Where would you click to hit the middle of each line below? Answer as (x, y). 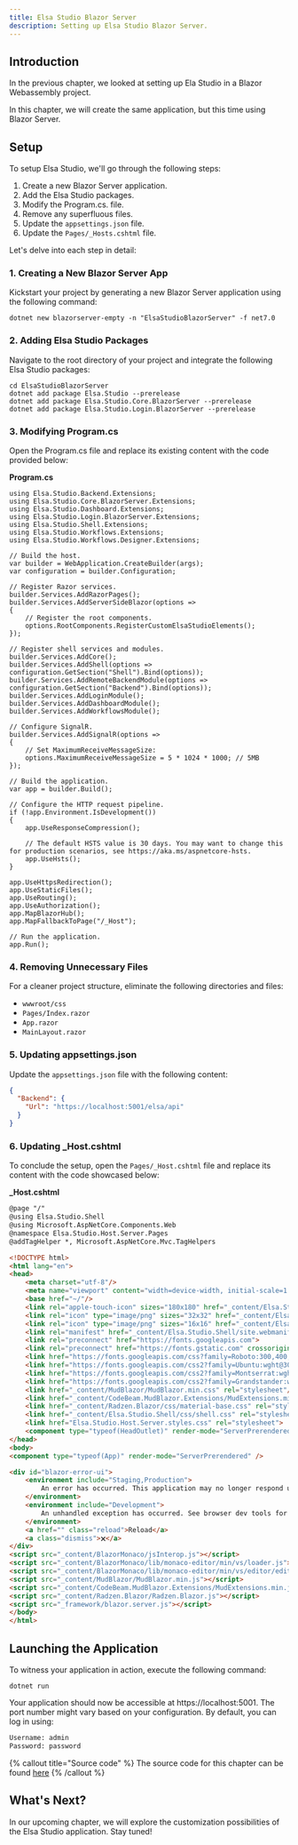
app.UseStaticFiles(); (51, 891)
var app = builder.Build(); (61, 789)
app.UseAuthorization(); (55, 906)
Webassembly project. (50, 92)
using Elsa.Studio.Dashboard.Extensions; (87, 509)
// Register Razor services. (63, 587)
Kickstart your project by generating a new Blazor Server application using (145, 292)
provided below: (39, 460)
